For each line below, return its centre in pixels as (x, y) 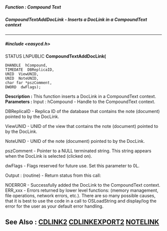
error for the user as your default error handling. (54, 206)
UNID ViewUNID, (22, 74)
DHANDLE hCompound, (27, 65)
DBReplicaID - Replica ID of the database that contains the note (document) (83, 112)
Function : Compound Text (33, 7)
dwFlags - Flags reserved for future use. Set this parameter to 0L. (73, 166)
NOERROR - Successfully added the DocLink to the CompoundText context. (83, 185)
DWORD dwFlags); (23, 87)
